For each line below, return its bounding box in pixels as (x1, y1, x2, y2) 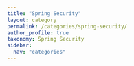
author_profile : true (7, 29, 69, 36)
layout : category (7, 16, 57, 23)
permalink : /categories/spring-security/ (7, 23, 128, 30)
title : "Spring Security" (7, 10, 81, 17)
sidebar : (7, 42, 32, 49)
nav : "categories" (13, 49, 67, 56)
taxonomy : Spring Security (7, 36, 85, 43)
